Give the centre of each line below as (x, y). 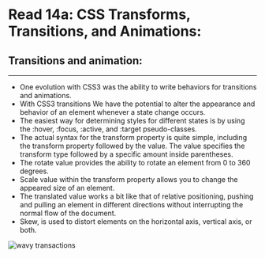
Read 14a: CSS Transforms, (99, 15)
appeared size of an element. (67, 188)
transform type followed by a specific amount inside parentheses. (127, 154)
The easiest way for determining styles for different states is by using (132, 121)
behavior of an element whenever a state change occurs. (112, 112)
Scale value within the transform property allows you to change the (129, 179)
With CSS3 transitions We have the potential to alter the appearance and (137, 104)
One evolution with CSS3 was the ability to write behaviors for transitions (138, 87)
